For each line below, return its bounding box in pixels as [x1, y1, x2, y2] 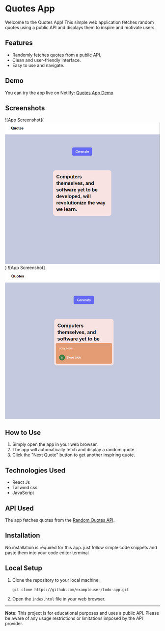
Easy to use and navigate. [12, 62, 65, 68]
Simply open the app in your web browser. [12, 441, 98, 447]
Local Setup [5, 564, 43, 572]
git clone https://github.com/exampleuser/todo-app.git [12, 587, 129, 592]
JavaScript [12, 490, 34, 496]
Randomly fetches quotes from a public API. [12, 52, 102, 58]
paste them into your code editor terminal [5, 550, 89, 556]
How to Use [5, 428, 41, 436]
